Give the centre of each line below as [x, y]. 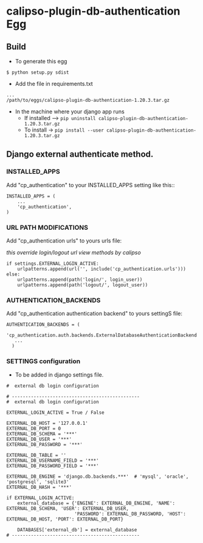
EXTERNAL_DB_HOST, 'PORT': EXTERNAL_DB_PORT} [65, 519]
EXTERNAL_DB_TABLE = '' [36, 455]
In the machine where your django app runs [70, 112]
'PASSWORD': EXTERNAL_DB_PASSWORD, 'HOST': [130, 514]
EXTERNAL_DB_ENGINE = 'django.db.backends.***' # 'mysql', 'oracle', [98, 477]
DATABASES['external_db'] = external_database [77, 530]
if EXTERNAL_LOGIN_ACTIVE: [40, 498]
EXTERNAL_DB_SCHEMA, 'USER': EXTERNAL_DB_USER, [68, 508]
